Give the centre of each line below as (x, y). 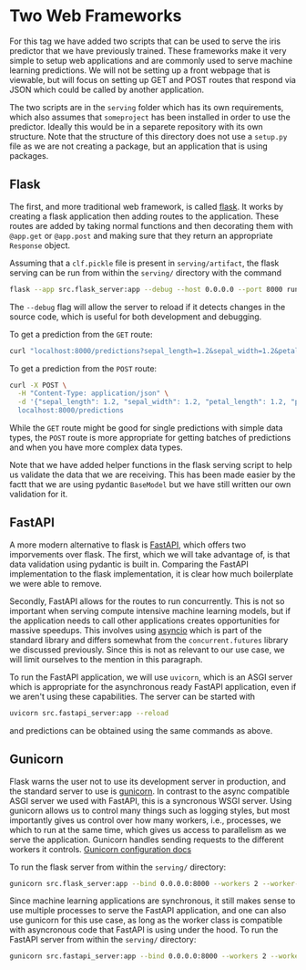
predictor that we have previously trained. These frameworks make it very (148, 50)
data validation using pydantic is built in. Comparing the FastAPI (129, 564)
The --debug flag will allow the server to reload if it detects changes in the (148, 307)
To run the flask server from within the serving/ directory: (118, 867)
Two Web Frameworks (96, 16)
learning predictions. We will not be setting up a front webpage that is (140, 70)
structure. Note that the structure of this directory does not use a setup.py (148, 136)
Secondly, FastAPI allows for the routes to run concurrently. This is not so (147, 601)
